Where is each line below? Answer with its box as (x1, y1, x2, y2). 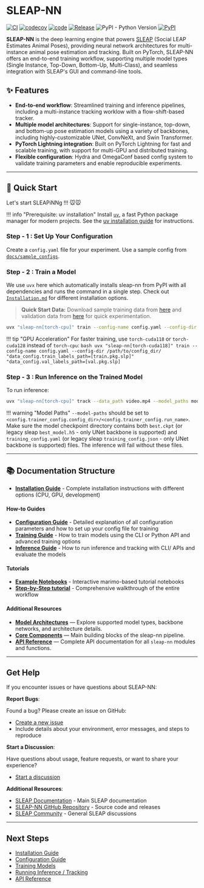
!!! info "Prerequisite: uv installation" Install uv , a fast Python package (6, 211, 178, 218)
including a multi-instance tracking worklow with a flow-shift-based (15, 107, 185, 115)
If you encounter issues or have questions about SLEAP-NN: (6, 683, 157, 691)
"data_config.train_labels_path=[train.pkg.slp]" (6, 353, 135, 360)
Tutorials (6, 564, 29, 572)
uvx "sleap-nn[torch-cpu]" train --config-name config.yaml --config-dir (6, 324, 197, 331)
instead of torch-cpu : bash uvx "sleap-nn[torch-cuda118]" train (27, 342, 190, 349)
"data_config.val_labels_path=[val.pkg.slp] (6, 359, 121, 365)
